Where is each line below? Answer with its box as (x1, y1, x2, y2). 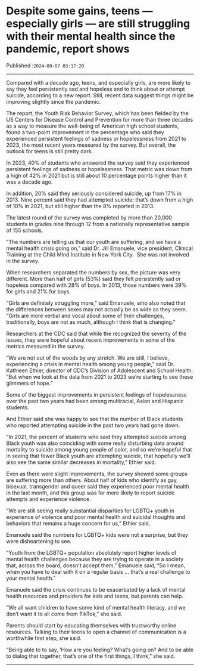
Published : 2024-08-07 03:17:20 (6, 61, 85, 69)
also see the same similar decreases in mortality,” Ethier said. (6, 458, 157, 466)
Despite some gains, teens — (6, 4, 153, 18)
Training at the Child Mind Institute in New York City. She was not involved (6, 251, 189, 258)
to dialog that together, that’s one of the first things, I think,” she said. (6, 652, 176, 660)
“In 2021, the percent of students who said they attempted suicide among (6, 433, 186, 440)
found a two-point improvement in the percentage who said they (6, 128, 165, 135)
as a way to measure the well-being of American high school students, (6, 122, 180, 129)
